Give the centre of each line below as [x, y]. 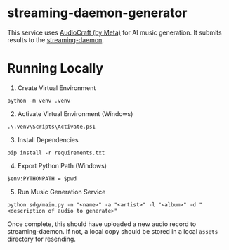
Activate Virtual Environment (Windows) [75, 113]
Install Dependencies [48, 139]
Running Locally [55, 69]
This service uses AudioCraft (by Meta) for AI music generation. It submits [115, 32]
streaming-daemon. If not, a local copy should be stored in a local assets [113, 231]
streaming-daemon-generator [97, 13]
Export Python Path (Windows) [62, 165]
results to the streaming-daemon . [55, 39]
